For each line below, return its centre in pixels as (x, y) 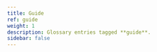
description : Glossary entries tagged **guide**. (79, 32)
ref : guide (23, 20)
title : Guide (26, 13)
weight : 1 (21, 26)
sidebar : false (29, 38)
